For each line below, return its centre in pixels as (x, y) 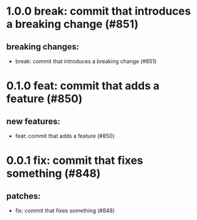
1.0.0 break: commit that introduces (99, 11)
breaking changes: (43, 47)
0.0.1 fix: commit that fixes (75, 161)
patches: (23, 196)
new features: (34, 121)
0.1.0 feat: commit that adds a (83, 86)
